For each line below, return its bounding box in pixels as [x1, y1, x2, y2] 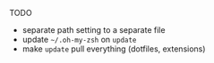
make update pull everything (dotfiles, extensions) [21, 43, 206, 54]
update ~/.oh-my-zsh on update [21, 35, 137, 44]
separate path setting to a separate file [21, 25, 166, 35]
